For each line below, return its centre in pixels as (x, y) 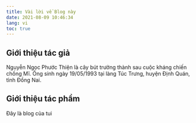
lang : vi (17, 23)
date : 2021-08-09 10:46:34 (40, 17)
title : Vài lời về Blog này (41, 12)
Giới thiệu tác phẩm (43, 99)
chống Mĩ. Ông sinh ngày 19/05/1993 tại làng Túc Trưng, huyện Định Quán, (98, 74)
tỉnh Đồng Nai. (24, 80)
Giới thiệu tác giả (38, 52)
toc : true (19, 28)
